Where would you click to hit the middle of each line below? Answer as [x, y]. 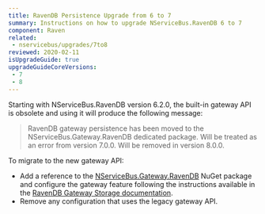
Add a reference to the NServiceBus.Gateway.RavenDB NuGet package [136, 176]
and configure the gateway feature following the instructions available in [137, 184]
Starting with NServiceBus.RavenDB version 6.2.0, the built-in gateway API [130, 105]
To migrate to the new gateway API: [66, 160]
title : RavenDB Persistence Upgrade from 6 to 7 [90, 15]
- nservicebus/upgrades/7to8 [60, 45]
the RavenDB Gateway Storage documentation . [96, 193]
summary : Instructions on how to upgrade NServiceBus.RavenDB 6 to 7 [125, 23]
